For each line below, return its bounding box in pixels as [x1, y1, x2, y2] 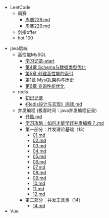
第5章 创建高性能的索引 [25, 71, 74, 76]
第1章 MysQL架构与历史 [25, 77, 74, 83]
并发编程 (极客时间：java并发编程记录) [17, 107, 97, 113]
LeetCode [10, 5, 31, 10]
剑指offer [17, 29, 37, 35]
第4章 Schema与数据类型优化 [25, 64, 86, 70]
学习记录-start [25, 58, 54, 64]
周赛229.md [25, 23, 50, 29]
